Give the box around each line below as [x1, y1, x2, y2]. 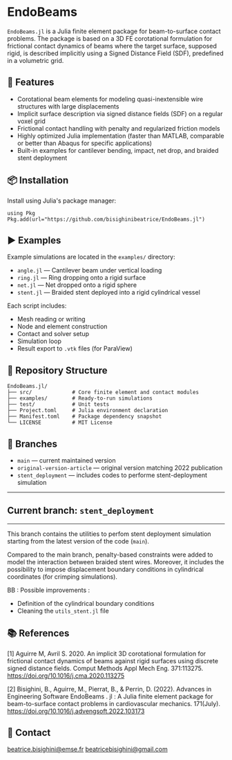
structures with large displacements [17, 102, 119, 111]
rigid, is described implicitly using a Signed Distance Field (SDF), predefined [7, 49, 224, 57]
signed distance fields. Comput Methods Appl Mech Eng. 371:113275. [7, 664, 204, 672]
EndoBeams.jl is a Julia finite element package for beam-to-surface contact [7, 27, 221, 35]
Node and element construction [17, 322, 108, 331]
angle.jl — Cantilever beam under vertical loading [17, 266, 162, 275]
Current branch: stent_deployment [7, 505, 154, 517]
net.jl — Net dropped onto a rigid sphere [17, 281, 137, 289]
